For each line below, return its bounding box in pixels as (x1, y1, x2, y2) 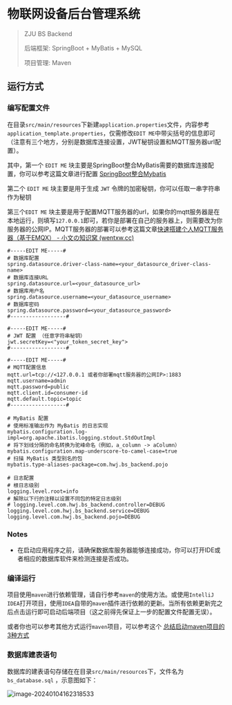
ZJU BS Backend (23, 29, 72, 38)
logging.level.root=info (7, 488, 79, 495)
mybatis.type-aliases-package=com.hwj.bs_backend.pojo (7, 461, 168, 468)
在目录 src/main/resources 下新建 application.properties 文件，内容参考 (7, 120, 210, 129)
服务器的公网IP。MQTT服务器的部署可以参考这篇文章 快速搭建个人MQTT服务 (7, 225, 224, 233)
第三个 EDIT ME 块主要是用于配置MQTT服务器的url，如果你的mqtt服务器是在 (7, 207, 220, 216)
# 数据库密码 (7, 301, 39, 308)
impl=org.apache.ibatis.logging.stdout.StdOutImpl (7, 434, 156, 441)
